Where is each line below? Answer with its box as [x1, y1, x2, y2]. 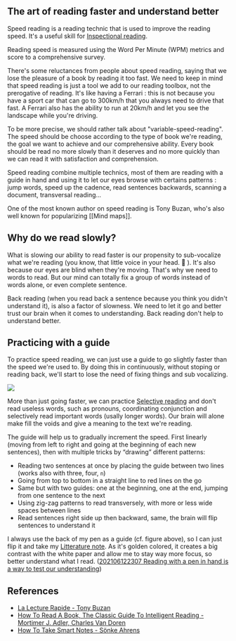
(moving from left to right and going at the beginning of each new [7, 440, 197, 449]
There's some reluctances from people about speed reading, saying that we [7, 66, 227, 74]
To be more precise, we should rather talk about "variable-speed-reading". [7, 124, 223, 133]
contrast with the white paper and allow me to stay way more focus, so [7, 550, 212, 558]
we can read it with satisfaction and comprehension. [7, 154, 159, 163]
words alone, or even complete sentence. [7, 280, 128, 289]
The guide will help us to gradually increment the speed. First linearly [7, 433, 207, 442]
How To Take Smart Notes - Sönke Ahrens [17, 626, 140, 635]
